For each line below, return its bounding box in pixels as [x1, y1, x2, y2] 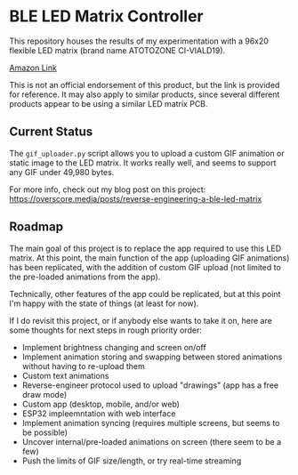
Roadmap [9, 220, 64, 235]
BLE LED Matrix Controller [9, 6, 204, 27]
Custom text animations [21, 370, 109, 381]
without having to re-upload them [21, 360, 145, 371]
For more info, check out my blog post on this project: [9, 184, 206, 195]
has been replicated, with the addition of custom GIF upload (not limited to [9, 262, 282, 272]
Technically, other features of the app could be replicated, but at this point [9, 288, 281, 299]
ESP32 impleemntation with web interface [21, 407, 176, 419]
